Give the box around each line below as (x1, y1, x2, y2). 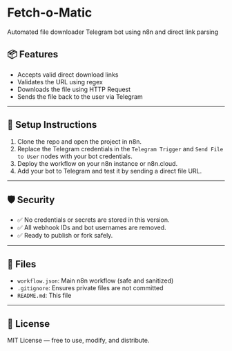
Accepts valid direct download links (17, 70, 119, 79)
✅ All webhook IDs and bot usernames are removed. (17, 223, 167, 232)
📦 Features (7, 48, 59, 60)
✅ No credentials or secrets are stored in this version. (17, 216, 170, 224)
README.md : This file (17, 292, 72, 300)
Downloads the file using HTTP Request (17, 85, 131, 93)
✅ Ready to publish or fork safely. (17, 231, 113, 240)
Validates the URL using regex (17, 77, 104, 86)
